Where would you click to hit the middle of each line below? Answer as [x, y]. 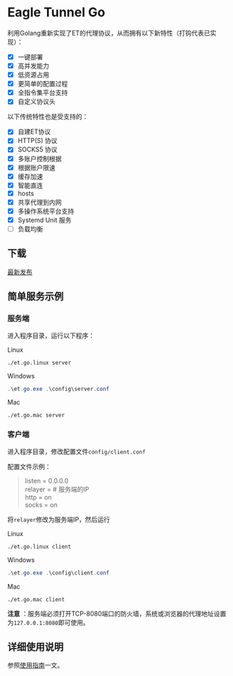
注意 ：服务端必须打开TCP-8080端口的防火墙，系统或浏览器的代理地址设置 [117, 613]
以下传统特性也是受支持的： [48, 117]
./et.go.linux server [39, 363]
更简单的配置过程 [43, 84]
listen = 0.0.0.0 [47, 481]
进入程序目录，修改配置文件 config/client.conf [76, 451]
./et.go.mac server [36, 415]
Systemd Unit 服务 [44, 220]
